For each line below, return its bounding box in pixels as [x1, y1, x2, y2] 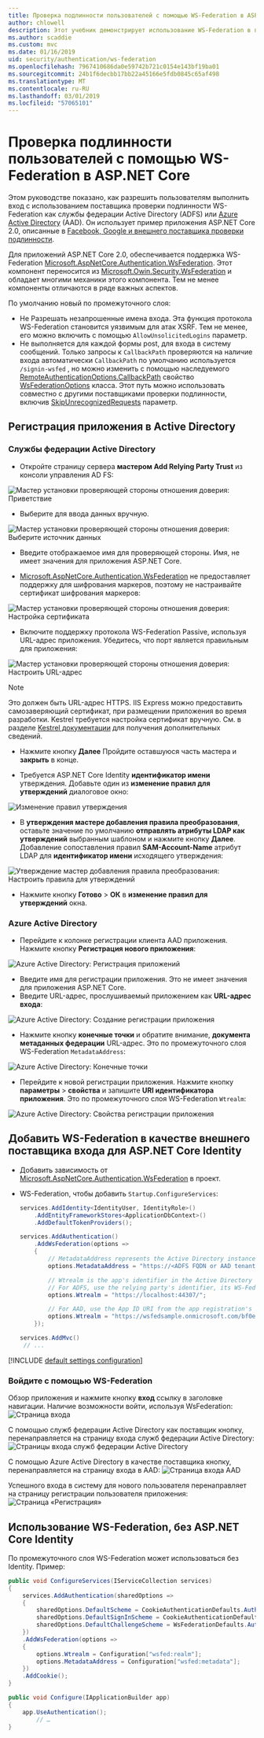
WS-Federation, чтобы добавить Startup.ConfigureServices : [19, 1189, 218, 1198]
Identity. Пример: [8, 1562, 65, 1571]
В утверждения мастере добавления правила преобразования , [19, 817, 240, 826]
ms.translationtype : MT [8, 77, 86, 85]
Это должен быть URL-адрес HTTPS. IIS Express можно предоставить [8, 697, 243, 707]
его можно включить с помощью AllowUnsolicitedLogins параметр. [19, 331, 247, 340]
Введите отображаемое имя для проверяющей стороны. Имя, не [19, 548, 240, 557]
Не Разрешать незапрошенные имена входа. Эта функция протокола [19, 314, 253, 324]
